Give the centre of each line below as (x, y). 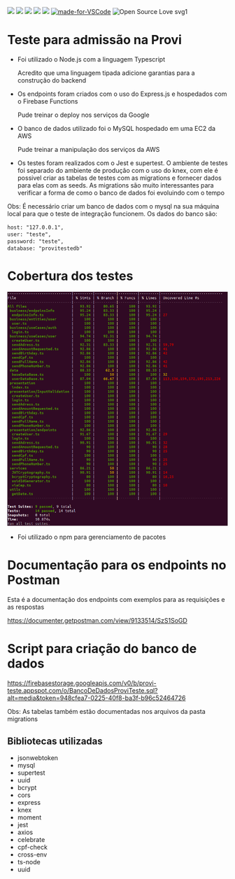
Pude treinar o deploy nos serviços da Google (83, 115)
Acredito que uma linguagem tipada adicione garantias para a (106, 73)
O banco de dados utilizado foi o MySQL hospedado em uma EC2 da (116, 128)
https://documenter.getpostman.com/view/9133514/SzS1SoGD (97, 621)
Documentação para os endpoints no (117, 565)
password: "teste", (36, 241)
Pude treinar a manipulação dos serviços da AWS (88, 149)
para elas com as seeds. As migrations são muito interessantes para (116, 185)
